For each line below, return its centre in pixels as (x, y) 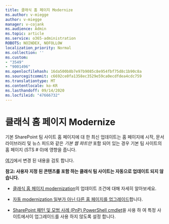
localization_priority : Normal (38, 48)
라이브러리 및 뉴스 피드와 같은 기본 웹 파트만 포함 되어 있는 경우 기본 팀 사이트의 (84, 144)
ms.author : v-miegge (27, 15)
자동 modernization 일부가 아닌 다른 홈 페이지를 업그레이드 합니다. (78, 200)
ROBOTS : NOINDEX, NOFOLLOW (34, 43)
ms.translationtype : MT (30, 81)
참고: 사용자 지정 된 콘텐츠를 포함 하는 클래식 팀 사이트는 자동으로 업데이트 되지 (82, 172)
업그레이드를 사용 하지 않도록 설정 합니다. (75, 216)
